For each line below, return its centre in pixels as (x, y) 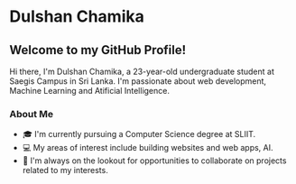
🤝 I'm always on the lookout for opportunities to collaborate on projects (154, 161)
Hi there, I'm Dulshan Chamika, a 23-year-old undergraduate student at (142, 71)
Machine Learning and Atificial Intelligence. (89, 91)
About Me (32, 114)
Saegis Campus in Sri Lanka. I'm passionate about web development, (138, 81)
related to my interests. (65, 170)
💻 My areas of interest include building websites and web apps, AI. (148, 148)
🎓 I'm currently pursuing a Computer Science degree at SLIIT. (139, 134)
